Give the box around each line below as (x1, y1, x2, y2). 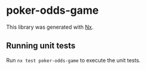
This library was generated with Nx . (6, 23, 94, 31)
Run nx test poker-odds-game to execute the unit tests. (6, 56, 141, 63)
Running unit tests (6, 41, 76, 51)
